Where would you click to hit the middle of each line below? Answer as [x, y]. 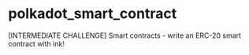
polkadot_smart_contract [93, 14]
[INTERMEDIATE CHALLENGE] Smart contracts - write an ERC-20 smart [125, 35]
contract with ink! [36, 43]
